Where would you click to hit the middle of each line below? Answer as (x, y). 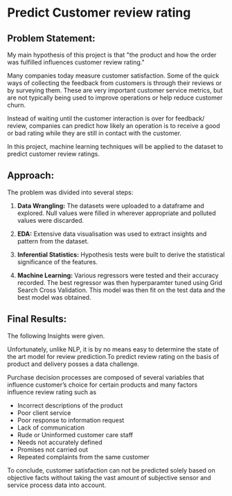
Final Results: (37, 319)
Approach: (30, 175)
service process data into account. (57, 485)
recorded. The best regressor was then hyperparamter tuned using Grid (120, 282)
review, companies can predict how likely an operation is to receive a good (114, 126)
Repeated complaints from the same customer (83, 457)
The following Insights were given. (56, 336)
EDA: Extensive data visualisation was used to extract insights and (112, 234)
